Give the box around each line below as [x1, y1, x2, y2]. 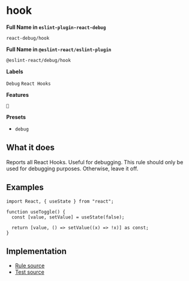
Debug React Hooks [6, 81, 51, 87]
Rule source [14, 262, 45, 270]
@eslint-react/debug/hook [6, 57, 71, 63]
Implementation [6, 246, 67, 256]
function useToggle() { [6, 209, 66, 215]
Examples [6, 182, 44, 193]
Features [6, 91, 29, 98]
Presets [6, 113, 26, 120]
